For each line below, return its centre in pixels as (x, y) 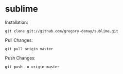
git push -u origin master (32, 67)
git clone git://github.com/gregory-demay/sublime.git (62, 31)
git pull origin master (29, 49)
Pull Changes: (19, 40)
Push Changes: (20, 58)
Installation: (17, 22)
